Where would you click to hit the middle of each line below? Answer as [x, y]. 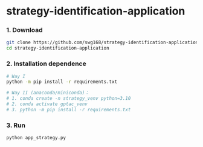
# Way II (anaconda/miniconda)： [48, 93]
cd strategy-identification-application [58, 48]
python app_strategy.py [36, 138]
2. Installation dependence [46, 64]
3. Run [16, 125]
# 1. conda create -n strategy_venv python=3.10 [69, 99]
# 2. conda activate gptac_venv [47, 104]
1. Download [25, 30]
